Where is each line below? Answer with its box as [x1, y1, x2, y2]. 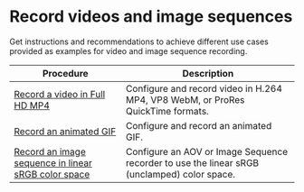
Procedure [42, 67, 89, 79]
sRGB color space [14, 168, 90, 180]
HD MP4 [14, 99, 50, 112]
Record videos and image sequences [9, 6, 293, 27]
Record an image [14, 145, 86, 158]
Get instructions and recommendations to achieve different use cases [9, 36, 269, 47]
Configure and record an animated [125, 119, 272, 132]
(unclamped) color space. [125, 168, 236, 180]
